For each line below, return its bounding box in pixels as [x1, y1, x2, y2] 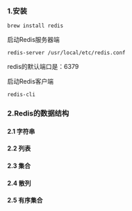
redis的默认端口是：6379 [7, 63, 79, 71]
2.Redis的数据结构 [7, 109, 69, 118]
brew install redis [7, 22, 64, 29]
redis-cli [7, 91, 36, 98]
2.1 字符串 [7, 127, 35, 135]
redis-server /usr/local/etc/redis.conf [7, 49, 126, 56]
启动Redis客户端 [7, 77, 54, 86]
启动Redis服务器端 [7, 36, 60, 44]
